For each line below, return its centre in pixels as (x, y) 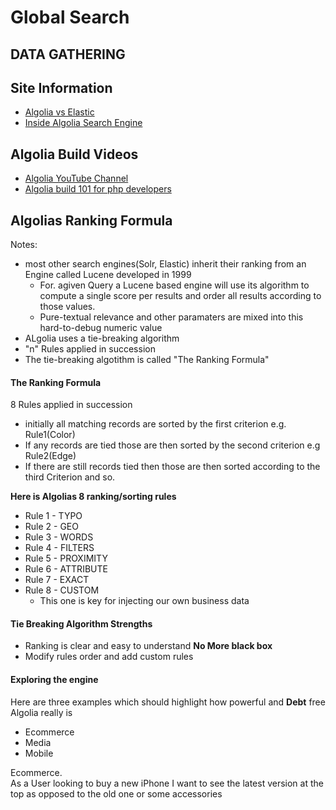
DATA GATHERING (68, 54)
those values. (67, 307)
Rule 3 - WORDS (59, 537)
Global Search (70, 17)
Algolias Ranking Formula (91, 220)
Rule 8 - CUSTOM (62, 590)
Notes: (24, 245)
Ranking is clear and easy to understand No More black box (148, 646)
